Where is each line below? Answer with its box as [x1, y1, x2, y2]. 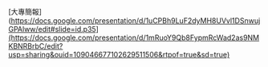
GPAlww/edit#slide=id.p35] [8, 25, 99, 33]
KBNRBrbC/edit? [8, 41, 63, 50]
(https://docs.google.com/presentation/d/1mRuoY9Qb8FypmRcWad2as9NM [8, 33, 260, 42]
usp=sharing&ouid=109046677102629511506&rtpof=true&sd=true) [8, 50, 230, 59]
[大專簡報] [8, 7, 43, 16]
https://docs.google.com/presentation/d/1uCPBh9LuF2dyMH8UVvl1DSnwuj [10, 16, 261, 26]
